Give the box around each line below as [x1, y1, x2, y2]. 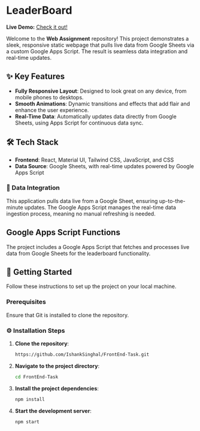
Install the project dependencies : [14, 384, 99, 392]
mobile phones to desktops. [14, 93, 84, 101]
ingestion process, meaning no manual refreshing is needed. [6, 210, 156, 217]
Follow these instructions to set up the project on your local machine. [6, 283, 177, 290]
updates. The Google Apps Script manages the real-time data [24, 204, 177, 211]
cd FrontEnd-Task [14, 374, 59, 380]
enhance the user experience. [14, 106, 89, 114]
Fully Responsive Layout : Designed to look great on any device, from [14, 87, 187, 95]
